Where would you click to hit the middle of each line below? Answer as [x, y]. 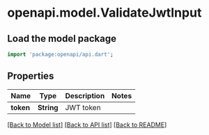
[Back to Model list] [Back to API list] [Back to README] [87, 125]
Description [85, 95]
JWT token [83, 107]
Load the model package [62, 39]
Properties [31, 76]
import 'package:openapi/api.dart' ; [60, 54]
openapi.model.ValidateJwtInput [104, 13]
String [48, 107]
